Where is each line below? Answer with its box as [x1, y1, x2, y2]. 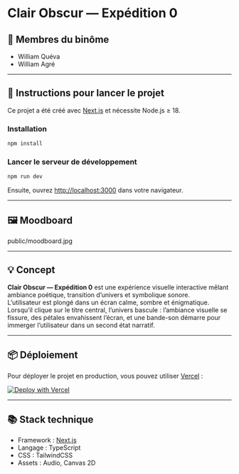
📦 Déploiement [7, 349, 78, 361]
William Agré [17, 60, 55, 68]
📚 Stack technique [7, 413, 94, 426]
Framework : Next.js [17, 436, 77, 445]
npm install [7, 140, 43, 148]
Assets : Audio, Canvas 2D [17, 458, 96, 468]
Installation [7, 123, 48, 133]
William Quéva [17, 52, 60, 61]
